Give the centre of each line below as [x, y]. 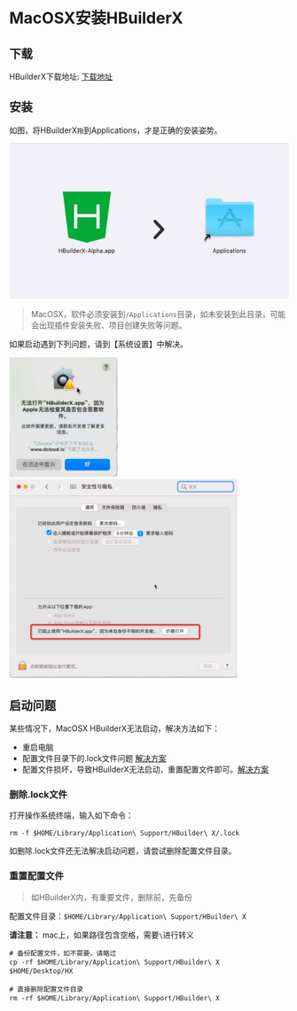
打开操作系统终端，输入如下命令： [71, 815]
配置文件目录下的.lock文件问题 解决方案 [94, 758]
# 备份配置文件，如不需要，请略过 [63, 953]
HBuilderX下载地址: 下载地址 [61, 77]
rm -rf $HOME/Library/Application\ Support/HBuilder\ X [114, 998]
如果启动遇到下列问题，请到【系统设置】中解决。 [98, 344]
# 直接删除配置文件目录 [47, 989]
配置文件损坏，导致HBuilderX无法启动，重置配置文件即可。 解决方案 [145, 770]
